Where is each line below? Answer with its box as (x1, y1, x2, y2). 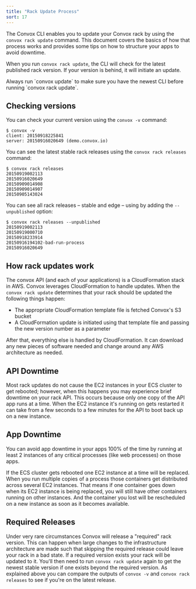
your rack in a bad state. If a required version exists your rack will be (6, 551, 170, 559)
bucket (14, 313, 32, 320)
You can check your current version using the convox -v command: (6, 117, 167, 124)
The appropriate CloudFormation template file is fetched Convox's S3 (14, 307, 182, 314)
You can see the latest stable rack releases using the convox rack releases (6, 148, 187, 155)
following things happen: (6, 295, 65, 302)
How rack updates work (6, 261, 94, 271)
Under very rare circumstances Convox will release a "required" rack (6, 533, 172, 540)
